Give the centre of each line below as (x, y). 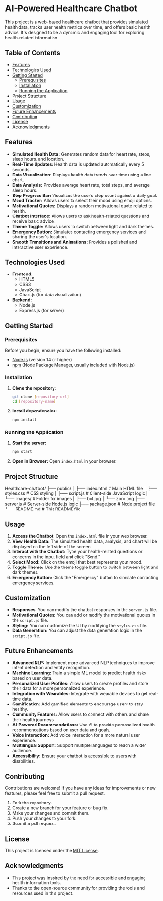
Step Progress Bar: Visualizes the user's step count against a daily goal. (84, 195)
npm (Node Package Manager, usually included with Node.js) (73, 365)
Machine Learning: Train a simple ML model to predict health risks (79, 673)
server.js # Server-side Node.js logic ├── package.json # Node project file (80, 504)
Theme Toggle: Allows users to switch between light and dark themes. (83, 226)
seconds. (21, 169)
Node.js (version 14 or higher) (42, 360)
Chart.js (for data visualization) (50, 295)
